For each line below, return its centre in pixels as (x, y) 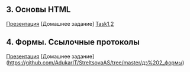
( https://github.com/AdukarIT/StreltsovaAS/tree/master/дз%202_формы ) (95, 62)
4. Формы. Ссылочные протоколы (73, 42)
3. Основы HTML (38, 10)
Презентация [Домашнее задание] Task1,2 (60, 23)
